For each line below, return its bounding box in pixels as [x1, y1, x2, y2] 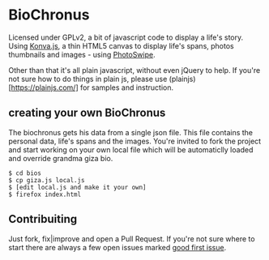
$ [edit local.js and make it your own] [8, 183, 147, 191]
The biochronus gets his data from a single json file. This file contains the [8, 127, 254, 137]
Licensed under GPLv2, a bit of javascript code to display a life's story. [8, 32, 244, 42]
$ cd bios [8, 168, 42, 177]
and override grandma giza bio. [8, 153, 113, 163]
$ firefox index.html [8, 190, 82, 198]
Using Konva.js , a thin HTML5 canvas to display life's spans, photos [8, 40, 234, 50]
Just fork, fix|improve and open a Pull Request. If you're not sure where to [8, 233, 255, 244]
